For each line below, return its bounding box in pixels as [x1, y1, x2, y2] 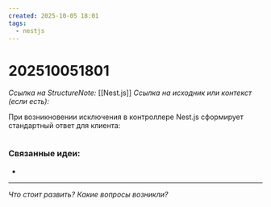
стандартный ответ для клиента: [8, 121, 121, 130]
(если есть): [8, 97, 50, 106]
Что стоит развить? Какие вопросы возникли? [8, 189, 169, 199]
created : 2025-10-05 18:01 [8, 11, 99, 20]
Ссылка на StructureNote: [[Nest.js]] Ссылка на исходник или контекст [8, 88, 252, 97]
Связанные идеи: [8, 148, 81, 159]
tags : [8, 19, 27, 27]
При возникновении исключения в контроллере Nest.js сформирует [8, 112, 244, 122]
